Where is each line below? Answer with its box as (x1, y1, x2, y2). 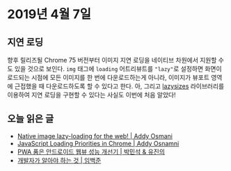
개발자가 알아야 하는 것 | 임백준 (17, 156, 102, 164)
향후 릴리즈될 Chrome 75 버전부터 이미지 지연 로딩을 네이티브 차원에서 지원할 (7, 56, 217, 64)
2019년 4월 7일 (7, 6, 92, 22)
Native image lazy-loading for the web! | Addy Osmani (17, 131, 173, 140)
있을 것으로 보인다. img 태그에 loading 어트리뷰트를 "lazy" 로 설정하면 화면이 (14, 65, 222, 73)
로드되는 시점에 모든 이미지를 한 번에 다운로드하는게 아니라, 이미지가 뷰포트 (7, 74, 210, 81)
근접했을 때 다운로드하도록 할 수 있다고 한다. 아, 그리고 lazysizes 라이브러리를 (14, 82, 225, 90)
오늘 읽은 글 (7, 113, 54, 125)
